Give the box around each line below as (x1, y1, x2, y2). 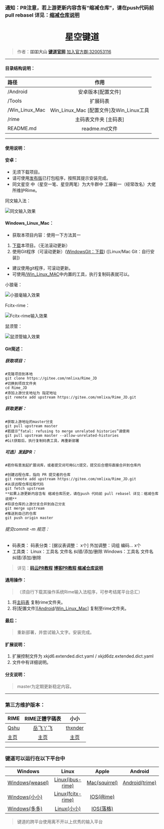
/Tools (7, 97, 22, 104)
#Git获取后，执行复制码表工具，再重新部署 (5, 438, 80, 443)
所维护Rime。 (12, 187, 40, 193)
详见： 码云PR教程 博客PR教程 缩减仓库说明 (17, 565, 103, 571)
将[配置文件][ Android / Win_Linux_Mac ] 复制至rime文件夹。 (12, 605, 129, 611)
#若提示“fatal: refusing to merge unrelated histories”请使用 (5, 428, 130, 434)
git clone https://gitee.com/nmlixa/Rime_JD (5, 376, 97, 380)
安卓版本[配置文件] (78, 89, 122, 95)
